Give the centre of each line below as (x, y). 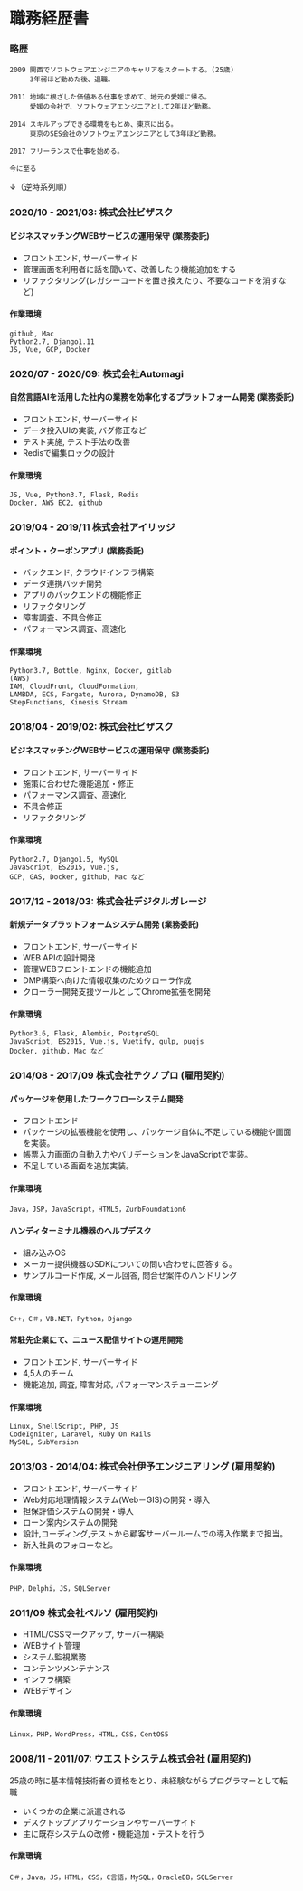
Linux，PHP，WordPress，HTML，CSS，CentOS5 (89, 1735)
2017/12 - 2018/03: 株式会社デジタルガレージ (108, 901)
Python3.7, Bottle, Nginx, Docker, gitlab (90, 671)
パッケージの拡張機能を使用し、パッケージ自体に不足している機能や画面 (157, 1132)
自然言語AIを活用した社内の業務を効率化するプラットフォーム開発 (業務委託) (152, 397)
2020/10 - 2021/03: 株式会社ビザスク (91, 213)
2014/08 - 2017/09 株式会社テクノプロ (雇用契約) (117, 1075)
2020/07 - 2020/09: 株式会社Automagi (96, 373)
